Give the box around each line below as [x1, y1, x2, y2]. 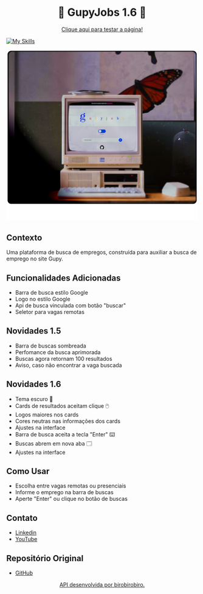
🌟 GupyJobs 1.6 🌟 [57, 5, 147, 19]
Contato [6, 512, 38, 523]
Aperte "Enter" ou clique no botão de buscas [15, 495, 128, 503]
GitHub [15, 569, 33, 576]
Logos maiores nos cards [15, 411, 79, 418]
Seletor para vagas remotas [15, 308, 85, 315]
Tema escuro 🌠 [15, 395, 53, 402]
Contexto [6, 232, 43, 243]
